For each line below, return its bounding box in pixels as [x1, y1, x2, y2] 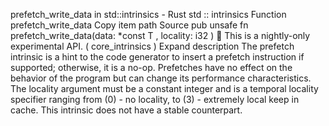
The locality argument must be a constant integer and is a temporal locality [10, 83, 319, 94]
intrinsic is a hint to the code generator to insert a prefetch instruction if [10, 51, 305, 63]
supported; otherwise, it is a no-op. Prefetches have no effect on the [10, 62, 293, 73]
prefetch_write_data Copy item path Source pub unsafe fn [10, 19, 249, 31]
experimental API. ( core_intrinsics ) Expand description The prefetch [10, 40, 295, 52]
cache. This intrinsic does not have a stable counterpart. [10, 104, 243, 116]
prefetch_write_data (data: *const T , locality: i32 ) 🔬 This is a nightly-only [10, 30, 311, 41]
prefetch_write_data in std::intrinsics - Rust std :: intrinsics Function [10, 9, 287, 20]
